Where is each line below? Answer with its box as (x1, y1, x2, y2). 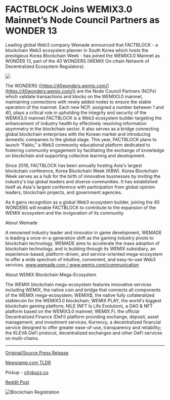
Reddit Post (5, 379, 29, 385)
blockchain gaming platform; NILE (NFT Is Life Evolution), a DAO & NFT (5, 303, 153, 309)
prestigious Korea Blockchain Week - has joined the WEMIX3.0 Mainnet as (5, 52, 160, 59)
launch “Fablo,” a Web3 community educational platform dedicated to (5, 142, 150, 148)
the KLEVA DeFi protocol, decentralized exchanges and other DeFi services (5, 330, 162, 336)
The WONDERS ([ (5, 83, 42, 89)
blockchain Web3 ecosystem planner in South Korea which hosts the (5, 47, 149, 53)
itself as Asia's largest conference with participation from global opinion (5, 184, 155, 190)
